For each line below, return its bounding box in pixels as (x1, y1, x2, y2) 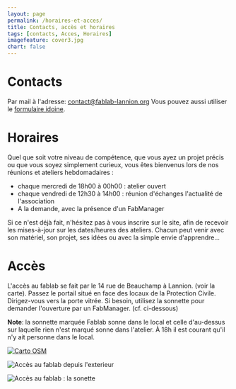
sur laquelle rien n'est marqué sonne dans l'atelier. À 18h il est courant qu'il (7, 325, 225, 334)
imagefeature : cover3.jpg (7, 37, 83, 44)
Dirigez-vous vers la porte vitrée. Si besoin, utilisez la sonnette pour (7, 296, 205, 305)
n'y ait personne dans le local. (7, 332, 95, 341)
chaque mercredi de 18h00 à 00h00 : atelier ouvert (17, 181, 166, 190)
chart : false (7, 43, 46, 50)
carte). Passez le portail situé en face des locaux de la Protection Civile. (7, 288, 217, 298)
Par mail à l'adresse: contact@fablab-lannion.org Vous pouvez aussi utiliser (7, 97, 228, 106)
